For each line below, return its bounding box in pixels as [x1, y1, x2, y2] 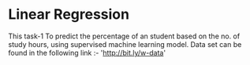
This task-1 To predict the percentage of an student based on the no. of [8, 31, 241, 41]
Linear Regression [8, 5, 130, 23]
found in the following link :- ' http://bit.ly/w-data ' [8, 48, 166, 57]
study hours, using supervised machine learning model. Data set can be [8, 39, 242, 49]
